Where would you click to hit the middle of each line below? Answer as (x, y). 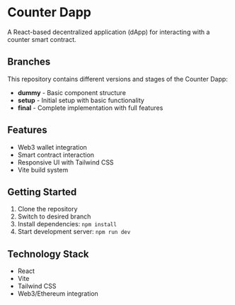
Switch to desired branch (54, 216)
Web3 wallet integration (52, 147)
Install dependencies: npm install (67, 224)
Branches (29, 62)
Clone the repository (47, 209)
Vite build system (43, 170)
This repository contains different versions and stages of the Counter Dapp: (117, 79)
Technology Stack (48, 254)
